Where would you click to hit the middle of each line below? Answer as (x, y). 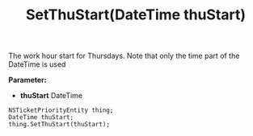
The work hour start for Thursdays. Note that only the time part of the (124, 56)
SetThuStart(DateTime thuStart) (136, 15)
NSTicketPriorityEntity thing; (61, 110)
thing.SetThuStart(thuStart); (59, 125)
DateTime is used (37, 64)
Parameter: (27, 80)
